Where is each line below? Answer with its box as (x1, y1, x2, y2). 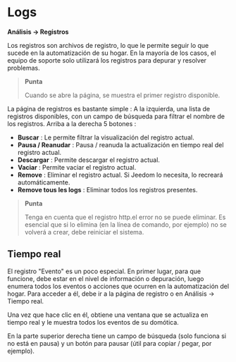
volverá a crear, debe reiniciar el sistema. (24, 227, 144, 236)
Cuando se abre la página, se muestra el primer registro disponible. (24, 91, 221, 99)
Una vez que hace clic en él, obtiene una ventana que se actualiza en (7, 311, 209, 319)
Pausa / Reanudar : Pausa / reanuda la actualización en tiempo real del (17, 140, 224, 149)
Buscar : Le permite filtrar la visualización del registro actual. (17, 133, 195, 142)
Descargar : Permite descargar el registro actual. (17, 156, 161, 164)
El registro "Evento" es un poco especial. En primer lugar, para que (7, 267, 201, 275)
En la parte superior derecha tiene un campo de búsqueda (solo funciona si (7, 332, 227, 340)
